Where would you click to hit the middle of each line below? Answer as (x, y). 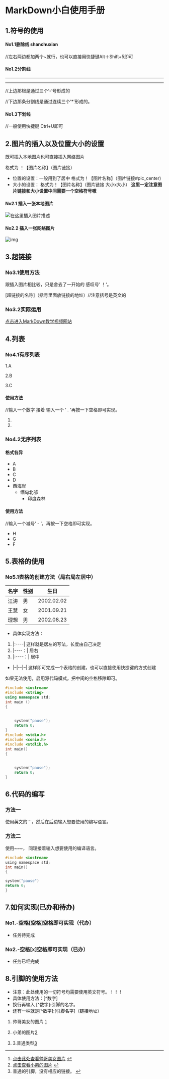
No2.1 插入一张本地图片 (29, 203)
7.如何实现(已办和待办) (40, 907)
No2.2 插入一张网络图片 (30, 228)
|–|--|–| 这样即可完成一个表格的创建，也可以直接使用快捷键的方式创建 (84, 668)
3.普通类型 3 (25, 1043)
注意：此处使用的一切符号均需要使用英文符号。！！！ (68, 992)
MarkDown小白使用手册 (55, 10)
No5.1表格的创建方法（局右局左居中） (51, 577)
